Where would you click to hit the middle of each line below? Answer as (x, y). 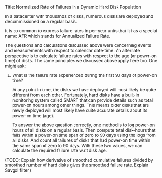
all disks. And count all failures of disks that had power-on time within (81, 140)
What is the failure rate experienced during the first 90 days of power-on (84, 75)
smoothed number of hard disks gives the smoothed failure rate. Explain (77, 165)
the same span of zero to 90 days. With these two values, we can (77, 145)
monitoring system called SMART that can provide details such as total (82, 100)
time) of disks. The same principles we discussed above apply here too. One (81, 61)
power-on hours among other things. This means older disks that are (81, 105)
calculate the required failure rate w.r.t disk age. (59, 150)
